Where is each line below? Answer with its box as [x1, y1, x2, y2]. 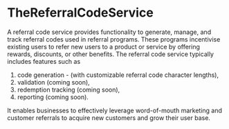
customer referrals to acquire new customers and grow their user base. [7, 113, 211, 122]
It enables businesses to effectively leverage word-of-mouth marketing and [7, 106, 223, 114]
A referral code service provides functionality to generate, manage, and [7, 28, 212, 36]
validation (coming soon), [17, 78, 90, 86]
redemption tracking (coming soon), [17, 85, 120, 94]
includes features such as [7, 57, 81, 65]
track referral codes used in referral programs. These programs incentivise [7, 35, 221, 43]
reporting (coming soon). [17, 92, 89, 101]
